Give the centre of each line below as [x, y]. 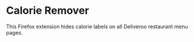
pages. [14, 32]
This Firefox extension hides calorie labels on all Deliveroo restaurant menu [97, 26]
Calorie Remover [48, 11]
